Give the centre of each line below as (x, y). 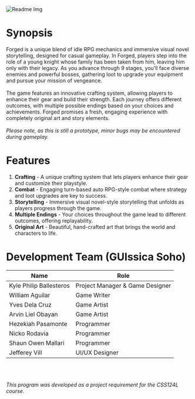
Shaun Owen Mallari (37, 343)
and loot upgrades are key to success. (61, 195)
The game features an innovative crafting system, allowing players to (90, 93)
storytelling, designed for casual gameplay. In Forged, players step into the (96, 55)
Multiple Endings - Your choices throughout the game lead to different (100, 214)
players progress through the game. (58, 208)
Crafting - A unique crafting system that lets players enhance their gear (101, 177)
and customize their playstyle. (51, 183)
